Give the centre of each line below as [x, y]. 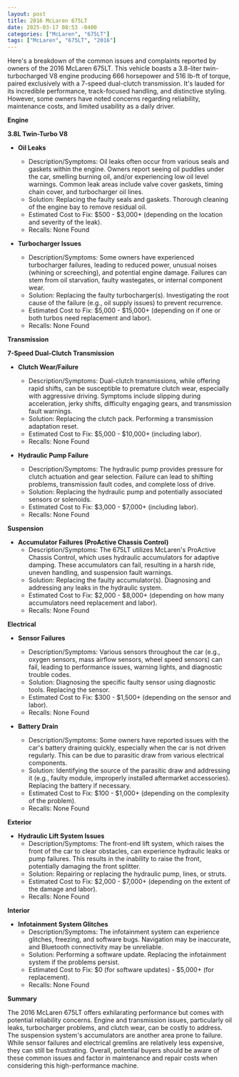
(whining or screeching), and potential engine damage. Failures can [127, 272]
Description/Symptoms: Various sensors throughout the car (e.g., [124, 652]
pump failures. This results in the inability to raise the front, [115, 859]
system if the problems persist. [74, 962]
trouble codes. [50, 675]
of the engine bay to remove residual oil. [88, 207]
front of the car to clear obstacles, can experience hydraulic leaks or [129, 851]
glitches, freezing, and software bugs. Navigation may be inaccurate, [130, 939]
